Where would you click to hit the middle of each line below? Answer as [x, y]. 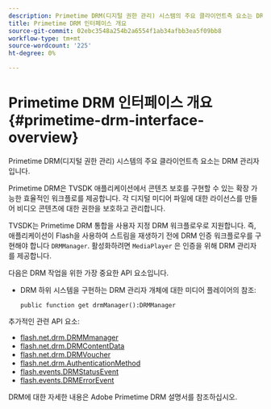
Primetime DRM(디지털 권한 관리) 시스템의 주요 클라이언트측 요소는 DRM [123, 161]
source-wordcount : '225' [50, 46]
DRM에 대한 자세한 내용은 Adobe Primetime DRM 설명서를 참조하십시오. [123, 397]
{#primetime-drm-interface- [106, 121]
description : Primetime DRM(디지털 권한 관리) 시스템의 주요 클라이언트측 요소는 [131, 16]
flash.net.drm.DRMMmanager [69, 337]
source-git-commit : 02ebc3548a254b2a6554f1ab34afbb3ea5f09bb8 [115, 31]
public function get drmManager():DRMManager [98, 305]
